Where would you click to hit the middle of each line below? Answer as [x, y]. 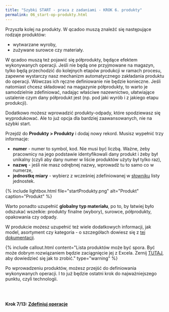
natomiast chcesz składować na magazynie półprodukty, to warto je [77, 86]
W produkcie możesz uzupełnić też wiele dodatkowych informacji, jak [78, 227]
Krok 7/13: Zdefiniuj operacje [37, 304]
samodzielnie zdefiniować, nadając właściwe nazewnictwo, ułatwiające [80, 92]
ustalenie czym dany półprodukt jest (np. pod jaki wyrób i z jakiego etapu [82, 98]
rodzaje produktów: [26, 35]
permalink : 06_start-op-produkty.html [46, 15]
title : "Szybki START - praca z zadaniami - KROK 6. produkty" [74, 10]
